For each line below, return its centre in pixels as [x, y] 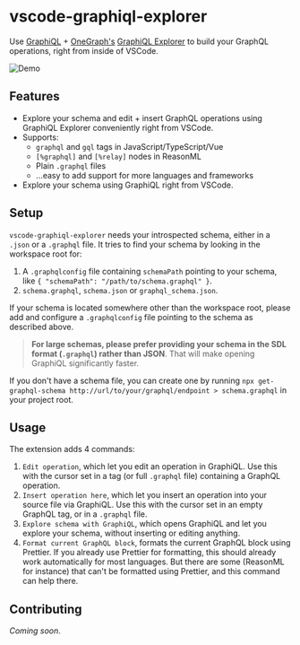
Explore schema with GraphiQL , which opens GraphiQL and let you [144, 524]
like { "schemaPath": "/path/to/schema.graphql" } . [117, 281]
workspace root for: [46, 254]
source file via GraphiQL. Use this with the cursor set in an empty [142, 505]
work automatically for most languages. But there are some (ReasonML [153, 562]
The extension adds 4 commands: [72, 449]
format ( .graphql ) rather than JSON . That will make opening [143, 353]
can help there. [50, 581]
